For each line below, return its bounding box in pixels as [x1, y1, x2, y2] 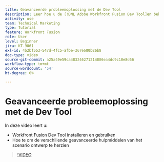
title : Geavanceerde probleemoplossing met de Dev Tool [5, 7, 121, 12]
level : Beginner [5, 39, 38, 44]
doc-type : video [5, 52, 38, 58]
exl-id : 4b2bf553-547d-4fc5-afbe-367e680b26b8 [5, 48, 102, 53]
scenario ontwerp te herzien [12, 142, 69, 148]
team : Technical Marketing [5, 20, 60, 26]
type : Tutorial [5, 25, 36, 30]
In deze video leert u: [5, 122, 48, 128]
